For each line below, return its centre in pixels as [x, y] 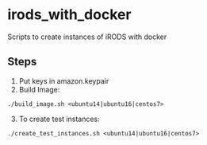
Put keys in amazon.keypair [64, 80]
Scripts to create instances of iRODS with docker [87, 37]
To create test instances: [59, 119]
